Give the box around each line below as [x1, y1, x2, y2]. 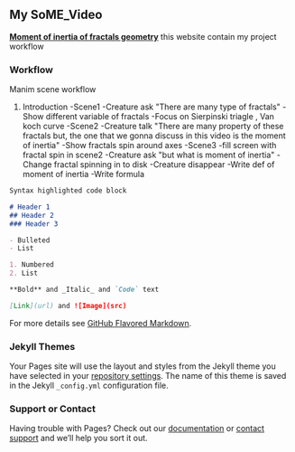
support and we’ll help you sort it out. [9, 433, 148, 444]
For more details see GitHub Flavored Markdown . [9, 317, 192, 328]
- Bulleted [9, 235, 51, 245]
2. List [9, 268, 39, 278]
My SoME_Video [9, 7, 103, 23]
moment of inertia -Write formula [22, 169, 145, 180]
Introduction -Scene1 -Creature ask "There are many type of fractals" [22, 101, 281, 112]
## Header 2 [9, 211, 54, 220]
